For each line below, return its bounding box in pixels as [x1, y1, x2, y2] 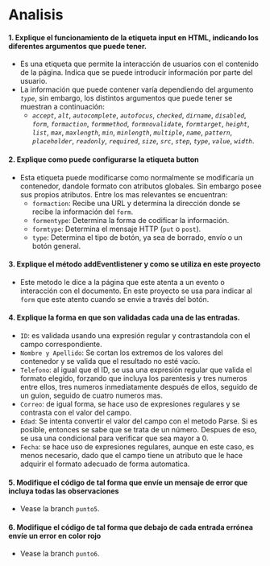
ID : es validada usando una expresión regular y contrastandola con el [19, 331, 251, 340]
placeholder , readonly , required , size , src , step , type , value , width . [31, 136, 255, 146]
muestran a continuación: [19, 102, 105, 112]
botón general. [31, 241, 81, 250]
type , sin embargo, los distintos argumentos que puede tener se [19, 93, 233, 103]
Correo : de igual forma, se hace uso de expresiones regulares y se [19, 399, 240, 408]
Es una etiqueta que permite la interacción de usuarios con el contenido [19, 59, 260, 69]
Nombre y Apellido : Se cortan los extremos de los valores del [19, 348, 223, 357]
